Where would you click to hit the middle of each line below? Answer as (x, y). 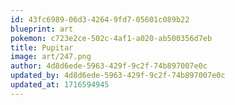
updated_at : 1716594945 (60, 85)
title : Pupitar (42, 47)
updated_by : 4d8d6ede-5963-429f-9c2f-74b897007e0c (118, 76)
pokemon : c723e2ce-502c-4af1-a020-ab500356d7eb (111, 38)
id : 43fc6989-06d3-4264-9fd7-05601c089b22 (100, 19)
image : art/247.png (51, 57)
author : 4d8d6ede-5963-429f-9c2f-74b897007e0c (109, 66)
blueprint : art (42, 29)
